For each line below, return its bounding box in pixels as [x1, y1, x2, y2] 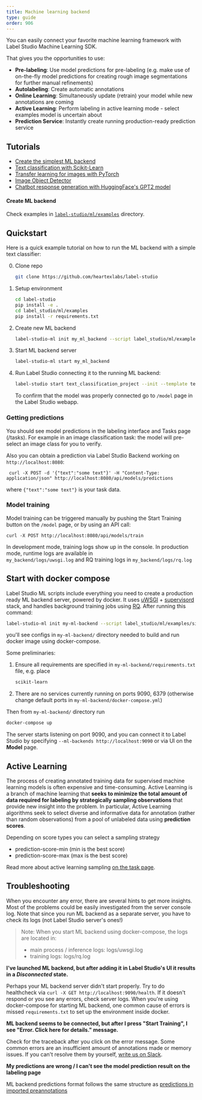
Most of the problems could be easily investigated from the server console [6, 903, 191, 910]
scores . [6, 822, 26, 830]
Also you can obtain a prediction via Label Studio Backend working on [6, 452, 180, 459]
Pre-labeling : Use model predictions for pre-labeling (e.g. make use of [14, 66, 191, 74]
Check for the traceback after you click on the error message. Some [6, 1038, 176, 1045]
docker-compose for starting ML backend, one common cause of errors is [6, 1002, 191, 1009]
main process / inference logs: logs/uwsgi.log [29, 946, 143, 953]
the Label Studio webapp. [14, 398, 79, 406]
